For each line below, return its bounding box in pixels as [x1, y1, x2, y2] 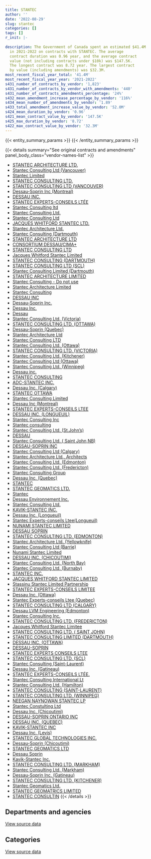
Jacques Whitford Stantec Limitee [12, 623, 82, 629]
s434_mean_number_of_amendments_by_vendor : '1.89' [5, 100, 113, 105]
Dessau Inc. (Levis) [12, 730, 52, 736]
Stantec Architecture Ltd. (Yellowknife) [12, 538, 92, 544]
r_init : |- [5, 35, 28, 40]
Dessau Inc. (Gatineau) [12, 666, 60, 672]
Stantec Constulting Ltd [12, 703, 61, 709]
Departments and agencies [5, 808, 91, 816]
